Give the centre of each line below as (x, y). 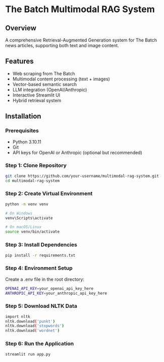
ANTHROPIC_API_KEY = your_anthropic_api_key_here (56, 293)
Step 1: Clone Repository (36, 165)
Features (19, 61)
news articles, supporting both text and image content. (62, 46)
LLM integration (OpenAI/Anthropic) (50, 89)
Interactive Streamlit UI (36, 95)
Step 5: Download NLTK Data (41, 306)
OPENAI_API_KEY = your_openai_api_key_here (49, 288)
